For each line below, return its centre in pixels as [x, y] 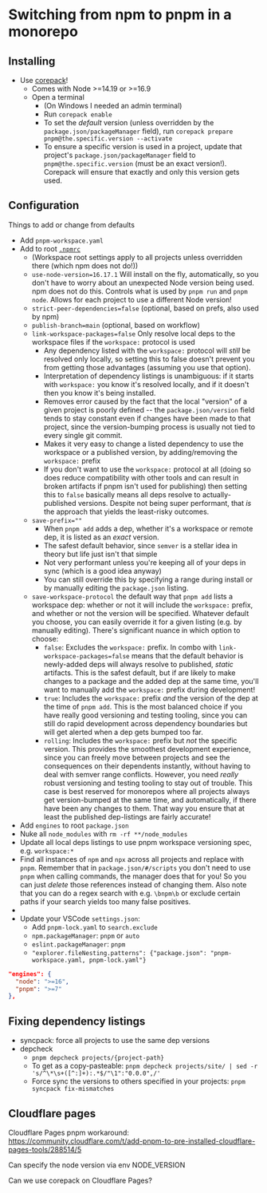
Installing [32, 61]
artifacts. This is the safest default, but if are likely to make [140, 673]
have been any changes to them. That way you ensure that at [144, 808]
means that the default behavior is [187, 655]
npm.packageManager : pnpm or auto [86, 935]
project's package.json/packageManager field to [120, 155]
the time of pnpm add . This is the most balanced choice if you [143, 706]
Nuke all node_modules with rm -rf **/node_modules [104, 834]
